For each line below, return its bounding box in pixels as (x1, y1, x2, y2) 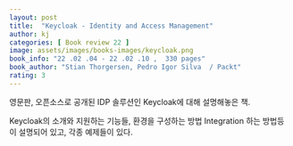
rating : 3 (9, 71, 46, 80)
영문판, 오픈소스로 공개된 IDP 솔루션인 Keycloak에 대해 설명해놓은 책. (9, 96, 251, 107)
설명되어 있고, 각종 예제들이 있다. (18, 126, 133, 137)
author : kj (9, 29, 50, 38)
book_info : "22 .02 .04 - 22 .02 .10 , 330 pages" (9, 54, 205, 63)
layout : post (9, 12, 58, 22)
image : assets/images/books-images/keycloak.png (9, 46, 194, 55)
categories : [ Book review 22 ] (9, 37, 130, 47)
